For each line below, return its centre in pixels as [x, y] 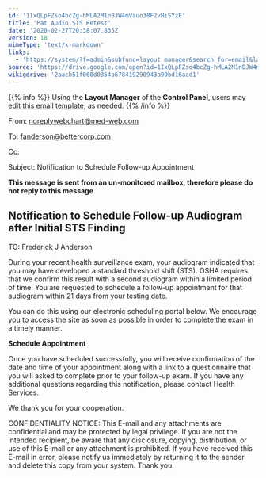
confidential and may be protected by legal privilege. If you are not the [123, 432]
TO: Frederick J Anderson [50, 247]
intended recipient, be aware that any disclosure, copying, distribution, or [127, 440]
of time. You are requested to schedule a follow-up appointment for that [125, 288]
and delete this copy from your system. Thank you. [91, 465]
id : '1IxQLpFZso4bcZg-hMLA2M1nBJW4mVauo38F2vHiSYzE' [97, 15]
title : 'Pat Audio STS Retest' [60, 23]
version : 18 [28, 38]
